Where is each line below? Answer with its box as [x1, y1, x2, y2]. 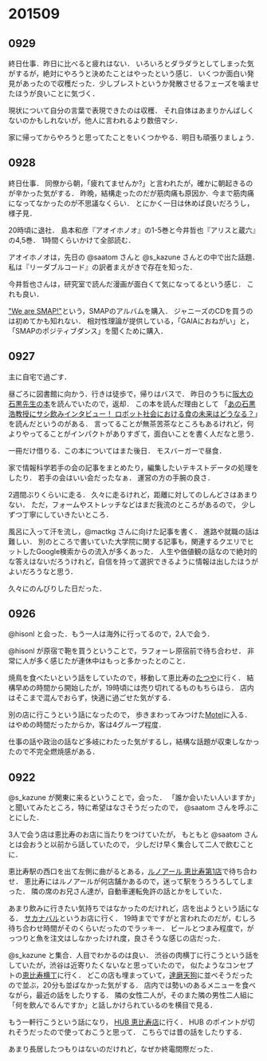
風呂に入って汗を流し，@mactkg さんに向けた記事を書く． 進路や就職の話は [8, 526, 260, 536]
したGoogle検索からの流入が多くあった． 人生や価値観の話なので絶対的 [22, 546, 257, 556]
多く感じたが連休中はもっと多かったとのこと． [35, 656, 190, 666]
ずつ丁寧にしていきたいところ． [8, 509, 113, 519]
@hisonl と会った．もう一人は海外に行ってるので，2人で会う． [8, 629, 214, 639]
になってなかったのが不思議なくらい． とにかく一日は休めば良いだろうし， [8, 198, 254, 208]
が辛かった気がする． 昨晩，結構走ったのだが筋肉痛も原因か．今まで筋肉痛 [8, 188, 255, 198]
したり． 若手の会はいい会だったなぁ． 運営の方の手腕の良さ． [8, 473, 215, 482]
